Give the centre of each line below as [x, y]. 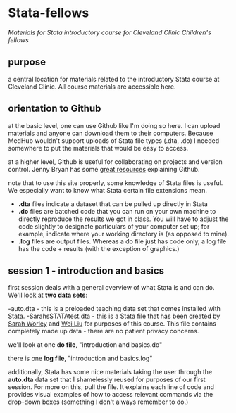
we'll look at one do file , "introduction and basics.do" [85, 345]
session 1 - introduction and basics [86, 271]
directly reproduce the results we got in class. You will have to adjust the [123, 219]
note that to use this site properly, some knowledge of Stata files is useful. [116, 183]
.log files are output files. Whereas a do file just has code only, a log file [122, 241]
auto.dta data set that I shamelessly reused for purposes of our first [107, 380]
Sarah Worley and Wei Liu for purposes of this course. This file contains [112, 324]
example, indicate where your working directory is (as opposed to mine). [124, 234]
